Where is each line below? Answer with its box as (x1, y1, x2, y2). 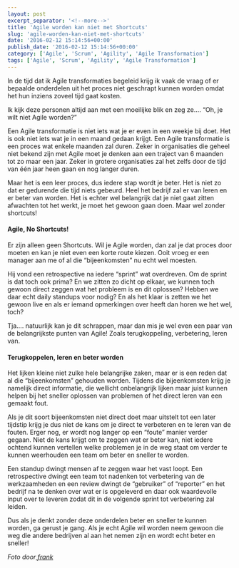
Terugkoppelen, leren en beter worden (7, 353, 123, 361)
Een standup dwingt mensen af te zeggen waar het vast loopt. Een (7, 465, 203, 473)
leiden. (7, 502, 27, 511)
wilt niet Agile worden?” (7, 113, 77, 121)
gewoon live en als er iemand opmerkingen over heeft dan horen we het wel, (7, 300, 233, 309)
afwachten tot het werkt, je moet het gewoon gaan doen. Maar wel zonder (7, 201, 225, 210)
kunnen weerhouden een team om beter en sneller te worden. (7, 450, 189, 460)
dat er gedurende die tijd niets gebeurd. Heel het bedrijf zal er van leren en (7, 186, 228, 195)
